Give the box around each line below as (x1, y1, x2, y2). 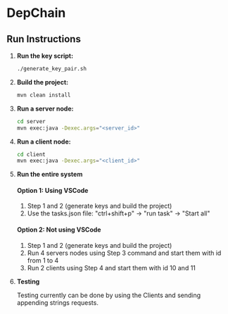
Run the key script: (16, 51, 74, 60)
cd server (16, 118, 46, 125)
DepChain (6, 5, 66, 21)
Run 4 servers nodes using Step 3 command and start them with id (27, 249, 222, 257)
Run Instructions (6, 33, 82, 45)
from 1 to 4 (27, 256, 59, 265)
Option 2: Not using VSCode (16, 225, 101, 234)
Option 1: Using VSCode (16, 186, 89, 194)
